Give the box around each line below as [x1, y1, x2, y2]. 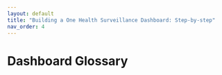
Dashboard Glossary [7, 53, 128, 69]
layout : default [7, 10, 54, 17]
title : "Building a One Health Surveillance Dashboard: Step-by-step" [7, 17, 216, 24]
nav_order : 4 [7, 23, 45, 30]
